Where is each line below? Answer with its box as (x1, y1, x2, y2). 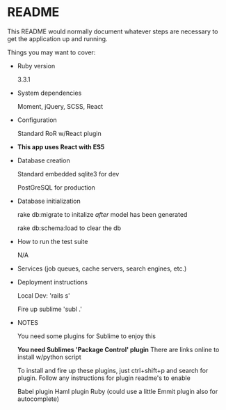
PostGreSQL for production (17, 183, 96, 192)
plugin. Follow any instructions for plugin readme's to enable (17, 374, 191, 382)
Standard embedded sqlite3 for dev (17, 169, 120, 178)
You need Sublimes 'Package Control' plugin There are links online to (17, 345, 220, 354)
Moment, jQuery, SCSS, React (17, 102, 104, 110)
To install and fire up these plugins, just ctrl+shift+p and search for (17, 366, 209, 374)
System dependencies (17, 89, 82, 97)
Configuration (17, 116, 57, 124)
